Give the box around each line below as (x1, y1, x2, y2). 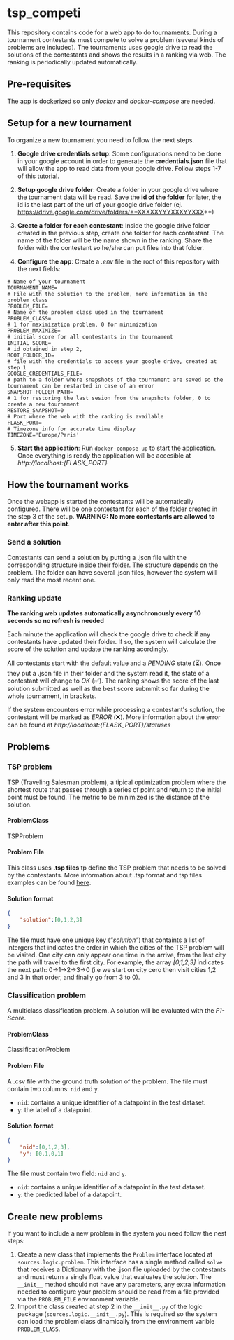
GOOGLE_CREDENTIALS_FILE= (7, 370, 82, 377)
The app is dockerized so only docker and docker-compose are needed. (7, 97, 216, 105)
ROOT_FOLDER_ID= (7, 352, 54, 359)
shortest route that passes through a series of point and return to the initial (7, 785, 222, 793)
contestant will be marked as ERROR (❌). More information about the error (7, 713, 221, 721)
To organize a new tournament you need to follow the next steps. (7, 135, 194, 144)
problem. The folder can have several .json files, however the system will (7, 568, 217, 576)
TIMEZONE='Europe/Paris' (7, 431, 80, 439)
